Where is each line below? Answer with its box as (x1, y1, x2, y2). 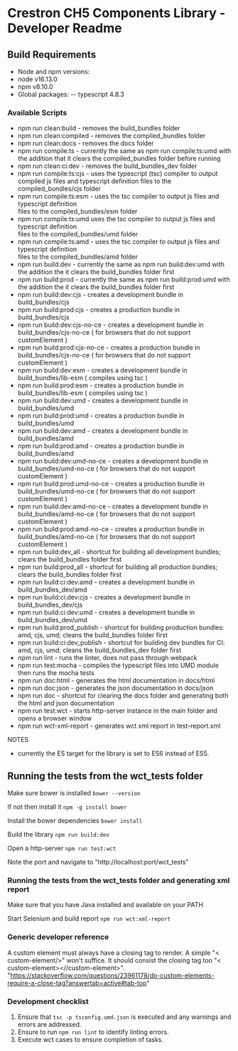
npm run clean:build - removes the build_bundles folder (17, 124, 180, 132)
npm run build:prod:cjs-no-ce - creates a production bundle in (17, 343, 200, 352)
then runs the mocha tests (17, 669, 94, 677)
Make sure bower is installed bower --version (7, 789, 141, 798)
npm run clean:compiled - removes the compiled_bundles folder (17, 132, 206, 140)
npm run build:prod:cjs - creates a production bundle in (17, 305, 180, 314)
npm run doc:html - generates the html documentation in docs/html (17, 676, 215, 685)
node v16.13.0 (17, 75, 58, 83)
